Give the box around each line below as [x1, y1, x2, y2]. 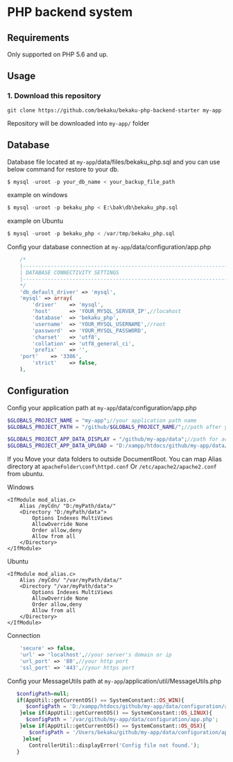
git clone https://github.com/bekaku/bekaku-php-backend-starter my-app [7, 107, 222, 114]
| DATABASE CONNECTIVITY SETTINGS [19, 269, 119, 276]
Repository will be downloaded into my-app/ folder [7, 119, 150, 127]
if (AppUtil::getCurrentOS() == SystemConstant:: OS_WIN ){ [16, 697, 185, 704]
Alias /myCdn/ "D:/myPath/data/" [19, 502, 116, 510]
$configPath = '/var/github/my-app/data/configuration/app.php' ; [25, 716, 218, 723]
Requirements [7, 32, 69, 44]
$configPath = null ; [16, 690, 70, 697]
